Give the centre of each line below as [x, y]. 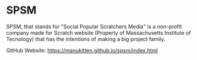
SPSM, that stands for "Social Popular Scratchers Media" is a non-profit [94, 26]
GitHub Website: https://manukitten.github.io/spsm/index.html [82, 50]
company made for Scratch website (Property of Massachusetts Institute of [99, 32]
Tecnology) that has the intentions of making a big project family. [86, 39]
